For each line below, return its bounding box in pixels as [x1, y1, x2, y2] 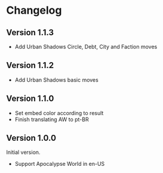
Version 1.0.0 [6, 133, 57, 143]
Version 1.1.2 [6, 60, 54, 70]
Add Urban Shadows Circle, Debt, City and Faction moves [14, 43, 158, 50]
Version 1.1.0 [6, 94, 54, 104]
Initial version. [6, 149, 41, 156]
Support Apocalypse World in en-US [14, 160, 105, 168]
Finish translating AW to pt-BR [14, 116, 89, 123]
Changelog [6, 4, 62, 17]
